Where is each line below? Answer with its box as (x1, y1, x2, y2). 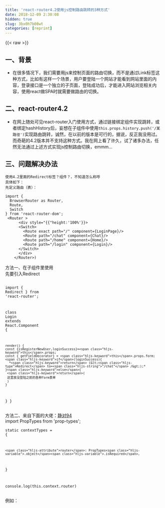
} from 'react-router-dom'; (5, 211, 64, 216)
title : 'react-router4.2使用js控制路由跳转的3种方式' (5, 7, 111, 13)
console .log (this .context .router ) (5, 484, 77, 489)
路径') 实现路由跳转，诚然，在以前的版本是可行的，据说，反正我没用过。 (12, 131, 160, 137)
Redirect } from (5, 289, 39, 294)
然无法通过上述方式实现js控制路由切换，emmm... (12, 144, 113, 150)
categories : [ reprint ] (5, 26, 52, 31)
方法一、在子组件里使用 (5, 264, 53, 270)
